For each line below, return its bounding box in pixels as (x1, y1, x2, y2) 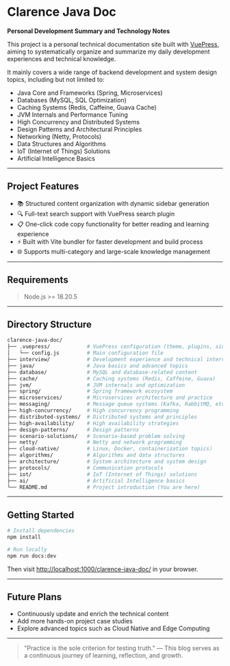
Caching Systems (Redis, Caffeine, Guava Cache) (16, 103, 157, 111)
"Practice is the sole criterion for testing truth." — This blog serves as (23, 643, 220, 652)
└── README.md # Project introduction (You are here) (7, 483, 201, 491)
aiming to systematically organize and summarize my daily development (7, 47, 210, 56)
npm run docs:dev (7, 552, 57, 560)
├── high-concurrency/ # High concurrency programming (7, 407, 179, 414)
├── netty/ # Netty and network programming (7, 439, 183, 446)
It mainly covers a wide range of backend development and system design (7, 68, 218, 76)
